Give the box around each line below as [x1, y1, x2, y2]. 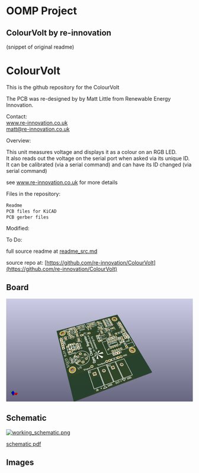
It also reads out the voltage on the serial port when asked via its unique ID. [6, 155, 190, 162]
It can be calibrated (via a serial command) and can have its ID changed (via [6, 161, 192, 168]
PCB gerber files [6, 214, 49, 220]
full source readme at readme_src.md [6, 247, 98, 255]
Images [6, 457, 34, 467]
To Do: [6, 236, 23, 243]
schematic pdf [6, 440, 41, 448]
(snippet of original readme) [6, 43, 75, 50]
